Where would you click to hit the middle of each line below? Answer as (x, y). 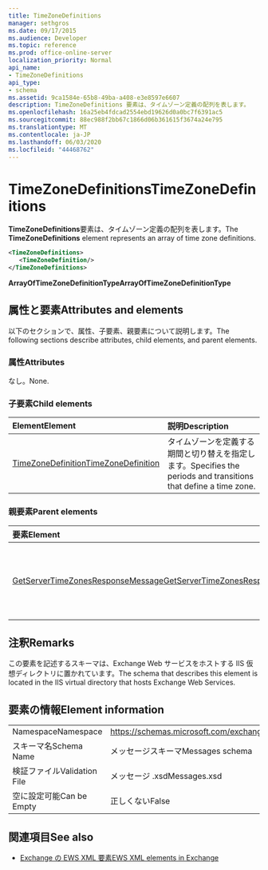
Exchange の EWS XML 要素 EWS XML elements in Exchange (119, 858)
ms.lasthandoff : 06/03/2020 (55, 142)
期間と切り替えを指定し (211, 454)
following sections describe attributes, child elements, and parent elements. (133, 340)
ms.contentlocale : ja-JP (49, 134)
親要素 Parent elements (53, 512)
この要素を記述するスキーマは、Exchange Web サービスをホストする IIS (126, 664)
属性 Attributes (37, 362)
